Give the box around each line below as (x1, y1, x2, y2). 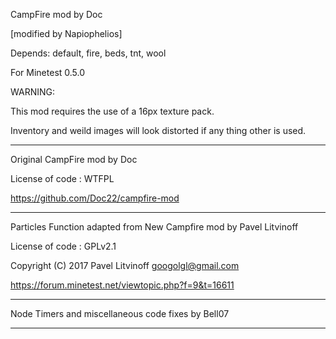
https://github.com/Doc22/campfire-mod (10, 192, 180, 204)
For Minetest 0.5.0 (10, 67, 86, 78)
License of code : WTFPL (10, 173, 115, 184)
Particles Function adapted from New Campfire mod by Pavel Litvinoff (10, 221, 299, 233)
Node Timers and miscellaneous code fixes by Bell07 (10, 308, 230, 319)
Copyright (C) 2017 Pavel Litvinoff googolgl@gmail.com (10, 260, 240, 271)
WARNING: (10, 86, 56, 98)
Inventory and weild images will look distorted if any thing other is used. (10, 125, 307, 136)
